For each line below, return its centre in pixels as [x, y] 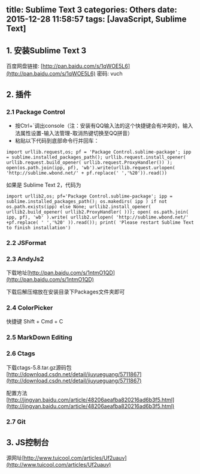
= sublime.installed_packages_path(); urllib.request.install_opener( [96, 157]
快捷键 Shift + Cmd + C [35, 322]
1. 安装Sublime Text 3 [46, 50]
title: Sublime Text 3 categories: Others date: [92, 10]
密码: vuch [110, 74]
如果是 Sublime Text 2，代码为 [44, 185]
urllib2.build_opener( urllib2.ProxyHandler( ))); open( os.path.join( [97, 212]
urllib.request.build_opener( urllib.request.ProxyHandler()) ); [89, 162]
